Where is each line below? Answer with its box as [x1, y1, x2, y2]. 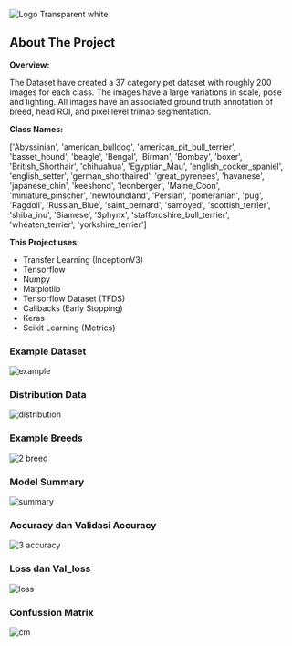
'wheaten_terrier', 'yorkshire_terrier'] [9, 219, 148, 230]
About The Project [9, 35, 116, 50]
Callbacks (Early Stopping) [22, 302, 123, 314]
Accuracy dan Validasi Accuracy [9, 518, 157, 531]
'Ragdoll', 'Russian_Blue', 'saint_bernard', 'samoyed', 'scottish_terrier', [9, 199, 271, 210]
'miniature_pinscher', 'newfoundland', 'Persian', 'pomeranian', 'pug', [9, 190, 264, 201]
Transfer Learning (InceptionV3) [22, 254, 144, 265]
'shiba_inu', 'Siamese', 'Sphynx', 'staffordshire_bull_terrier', [9, 209, 230, 220]
